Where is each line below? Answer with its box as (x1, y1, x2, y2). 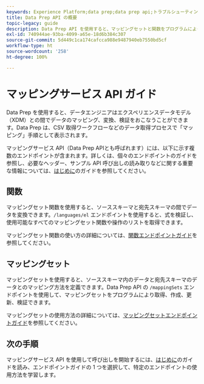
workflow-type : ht (6, 43, 53, 49)
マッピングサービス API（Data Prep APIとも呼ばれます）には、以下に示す (6, 144, 189, 152)
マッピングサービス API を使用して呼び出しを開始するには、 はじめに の (6, 356, 183, 363)
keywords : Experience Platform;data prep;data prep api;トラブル (6, 8, 172, 15)
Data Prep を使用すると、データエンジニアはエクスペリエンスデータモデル (6, 109, 191, 116)
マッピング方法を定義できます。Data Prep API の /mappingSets (27, 283, 183, 291)
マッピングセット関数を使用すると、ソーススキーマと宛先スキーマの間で (6, 204, 187, 211)
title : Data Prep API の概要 (6, 15, 78, 21)
